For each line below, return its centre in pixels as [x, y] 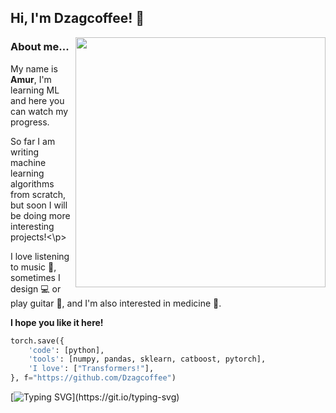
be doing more [40, 215]
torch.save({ [37, 341]
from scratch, [38, 194]
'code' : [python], [66, 350]
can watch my [39, 111]
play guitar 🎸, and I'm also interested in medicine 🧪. [116, 303]
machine [28, 162]
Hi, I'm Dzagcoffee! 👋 [77, 18]
